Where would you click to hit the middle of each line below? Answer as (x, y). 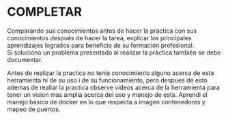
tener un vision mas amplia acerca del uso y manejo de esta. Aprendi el (108, 94)
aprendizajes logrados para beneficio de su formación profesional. (101, 45)
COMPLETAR (44, 12)
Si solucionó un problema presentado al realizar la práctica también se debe (114, 52)
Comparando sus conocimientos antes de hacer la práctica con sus (102, 31)
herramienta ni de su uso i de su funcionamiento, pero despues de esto (108, 80)
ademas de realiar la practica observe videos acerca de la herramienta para (114, 87)
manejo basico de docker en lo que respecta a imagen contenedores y (106, 102)
